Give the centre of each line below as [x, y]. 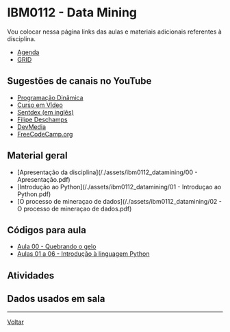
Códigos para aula [47, 230]
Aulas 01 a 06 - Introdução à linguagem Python [83, 254]
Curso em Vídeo [40, 105]
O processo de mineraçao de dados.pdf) [74, 209]
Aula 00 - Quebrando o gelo [56, 247]
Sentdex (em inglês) [45, 112]
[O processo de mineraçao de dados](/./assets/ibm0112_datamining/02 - [119, 201]
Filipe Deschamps [42, 119]
